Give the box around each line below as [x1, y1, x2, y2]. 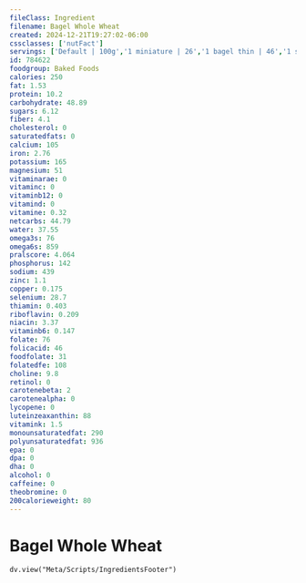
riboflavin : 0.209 [9, 310, 79, 319]
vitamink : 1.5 [9, 420, 64, 429]
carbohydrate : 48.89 [9, 97, 88, 107]
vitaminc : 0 [9, 183, 55, 192]
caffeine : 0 [9, 479, 55, 488]
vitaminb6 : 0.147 [9, 327, 76, 336]
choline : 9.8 [9, 369, 59, 378]
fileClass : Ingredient [9, 13, 96, 23]
